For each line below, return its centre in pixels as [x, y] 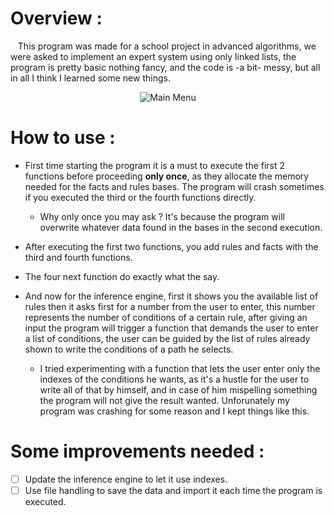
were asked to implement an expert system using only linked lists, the [153, 56]
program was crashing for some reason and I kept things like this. [174, 411]
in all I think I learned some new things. [90, 78]
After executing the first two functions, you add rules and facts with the [171, 246]
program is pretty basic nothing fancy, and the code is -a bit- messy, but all [165, 67]
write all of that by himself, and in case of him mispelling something [178, 389]
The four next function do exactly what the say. [122, 276]
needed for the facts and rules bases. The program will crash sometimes [174, 186]
